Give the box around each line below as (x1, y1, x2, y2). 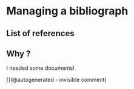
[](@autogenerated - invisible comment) (6, 76, 107, 84)
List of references (6, 28, 75, 38)
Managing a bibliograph (6, 4, 129, 18)
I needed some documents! (6, 64, 75, 72)
